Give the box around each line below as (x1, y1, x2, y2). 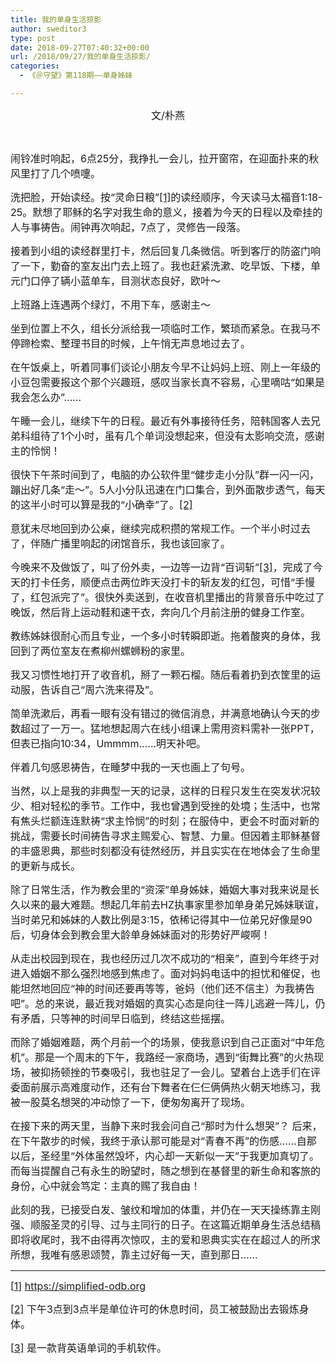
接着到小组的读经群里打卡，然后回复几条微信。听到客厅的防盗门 (10, 244, 312, 258)
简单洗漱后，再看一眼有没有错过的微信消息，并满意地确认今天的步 (10, 706, 322, 720)
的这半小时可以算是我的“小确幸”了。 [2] (10, 497, 193, 511)
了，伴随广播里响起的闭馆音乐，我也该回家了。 (10, 536, 232, 550)
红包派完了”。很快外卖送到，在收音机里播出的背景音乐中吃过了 (30, 590, 326, 604)
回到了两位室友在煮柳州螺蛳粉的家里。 (10, 644, 192, 658)
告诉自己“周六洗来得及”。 (40, 682, 160, 696)
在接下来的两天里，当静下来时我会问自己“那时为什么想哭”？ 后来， (10, 1119, 323, 1133)
